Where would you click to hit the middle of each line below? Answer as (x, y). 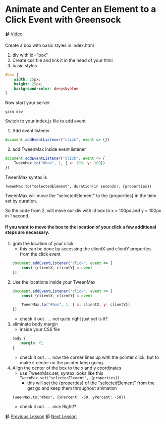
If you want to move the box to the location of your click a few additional (81, 227)
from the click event (40, 254)
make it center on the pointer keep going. (62, 362)
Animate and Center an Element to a (81, 9)
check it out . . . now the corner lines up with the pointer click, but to (89, 357)
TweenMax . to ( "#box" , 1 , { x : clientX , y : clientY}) (76, 305)
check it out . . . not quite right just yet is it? (64, 319)
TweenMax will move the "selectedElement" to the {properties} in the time (81, 196)
